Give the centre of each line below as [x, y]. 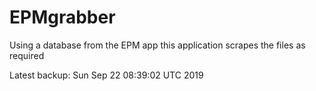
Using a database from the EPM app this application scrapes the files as [157, 45]
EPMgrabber [62, 17]
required [27, 55]
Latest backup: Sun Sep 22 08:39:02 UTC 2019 [106, 75]
